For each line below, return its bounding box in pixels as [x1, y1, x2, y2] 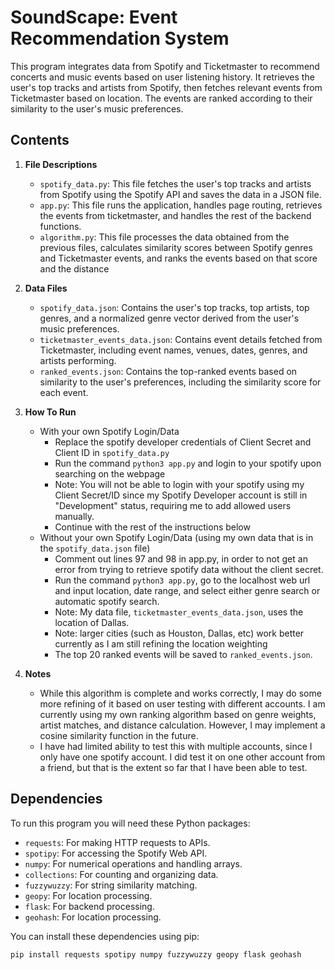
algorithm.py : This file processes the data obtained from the [39, 231, 290, 243]
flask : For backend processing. [24, 900, 155, 912]
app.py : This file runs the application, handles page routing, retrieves [39, 199, 323, 211]
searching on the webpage [54, 467, 166, 480]
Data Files [24, 282, 68, 294]
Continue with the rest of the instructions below [54, 521, 251, 533]
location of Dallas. [54, 616, 130, 628]
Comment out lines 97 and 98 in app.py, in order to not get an [54, 552, 308, 565]
